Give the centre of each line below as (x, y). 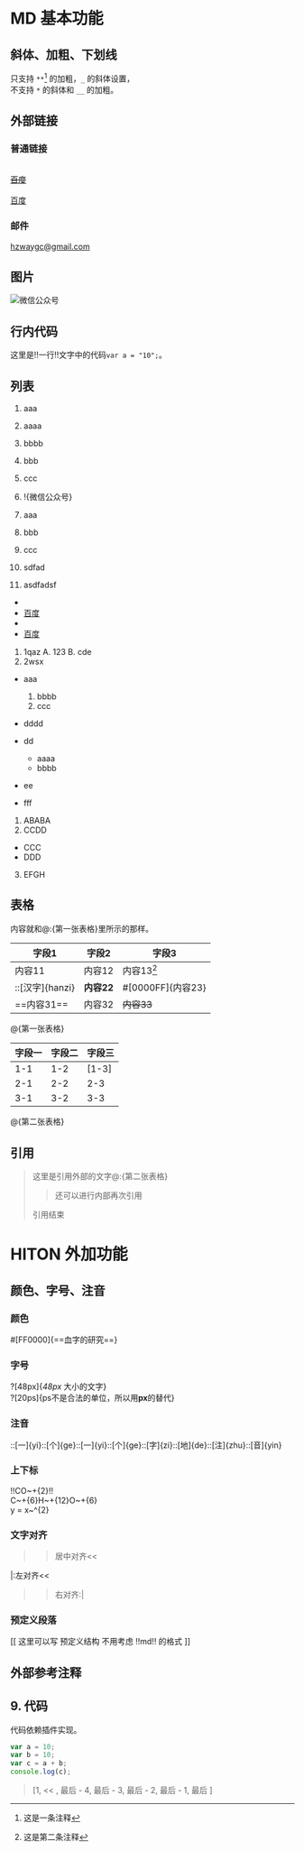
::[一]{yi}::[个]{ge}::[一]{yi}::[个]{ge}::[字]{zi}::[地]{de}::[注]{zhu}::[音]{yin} (146, 1445)
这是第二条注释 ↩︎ (55, 1837)
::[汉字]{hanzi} (45, 988)
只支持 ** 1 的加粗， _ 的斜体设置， (73, 78)
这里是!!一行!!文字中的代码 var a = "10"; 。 (89, 355)
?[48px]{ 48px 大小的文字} (59, 1386)
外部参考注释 (46, 1673)
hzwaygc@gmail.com (51, 246)
